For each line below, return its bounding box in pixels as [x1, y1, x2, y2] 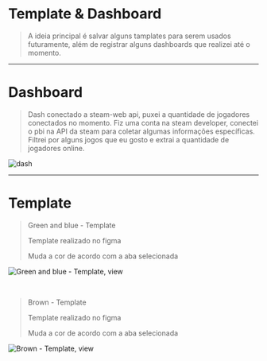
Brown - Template [27, 297, 87, 307]
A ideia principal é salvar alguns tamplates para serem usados [27, 31, 232, 41]
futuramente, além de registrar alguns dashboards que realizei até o [27, 39, 250, 49]
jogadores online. [27, 143, 85, 153]
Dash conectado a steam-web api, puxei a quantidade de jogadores [27, 109, 250, 119]
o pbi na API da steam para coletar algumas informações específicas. [27, 126, 256, 136]
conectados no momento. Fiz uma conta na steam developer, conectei [27, 118, 259, 127]
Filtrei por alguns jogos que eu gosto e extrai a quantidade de [27, 134, 230, 144]
